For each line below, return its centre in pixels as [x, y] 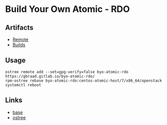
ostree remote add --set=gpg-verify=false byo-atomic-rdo [67, 72]
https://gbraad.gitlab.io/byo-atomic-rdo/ [50, 76]
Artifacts [19, 28]
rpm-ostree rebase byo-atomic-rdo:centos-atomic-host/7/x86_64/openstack [84, 81]
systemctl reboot [23, 85]
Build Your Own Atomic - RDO [67, 9]
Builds [19, 45]
